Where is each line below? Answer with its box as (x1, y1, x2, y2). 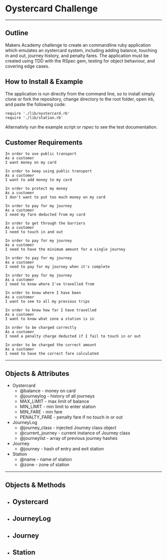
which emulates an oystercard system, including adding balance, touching (5, 47, 158, 53)
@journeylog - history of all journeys (19, 393, 95, 399)
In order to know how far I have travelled (5, 308, 97, 313)
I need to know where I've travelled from (5, 281, 94, 287)
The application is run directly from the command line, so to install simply (5, 90, 155, 97)
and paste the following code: (5, 101, 66, 107)
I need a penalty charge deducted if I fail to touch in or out (5, 334, 141, 339)
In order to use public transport (5, 151, 77, 156)
